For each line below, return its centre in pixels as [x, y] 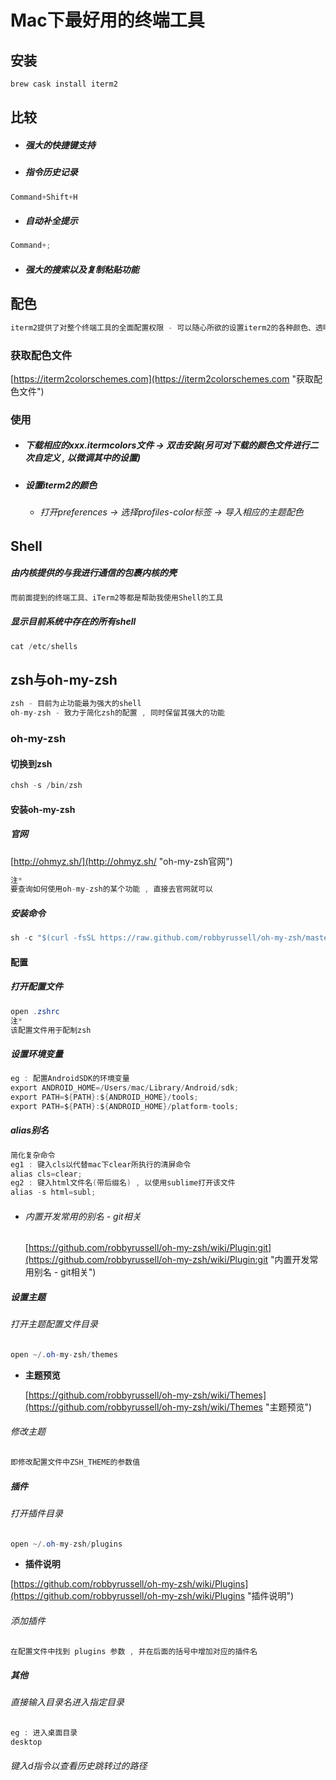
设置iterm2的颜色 [61, 485]
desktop [26, 1742]
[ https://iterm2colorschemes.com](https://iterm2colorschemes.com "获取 [162, 378]
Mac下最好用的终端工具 [107, 20]
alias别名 [30, 1130]
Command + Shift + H [44, 197]
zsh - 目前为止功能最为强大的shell [76, 704]
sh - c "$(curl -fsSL [53, 938]
